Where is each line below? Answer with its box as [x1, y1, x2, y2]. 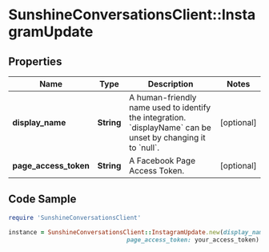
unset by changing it [129, 132, 206, 143]
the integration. [129, 112, 187, 123]
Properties [8, 55, 62, 68]
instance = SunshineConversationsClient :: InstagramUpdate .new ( [8, 228, 224, 236]
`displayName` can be [129, 122, 212, 133]
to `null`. [129, 142, 160, 153]
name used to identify [129, 102, 211, 113]
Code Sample [8, 193, 77, 206]
